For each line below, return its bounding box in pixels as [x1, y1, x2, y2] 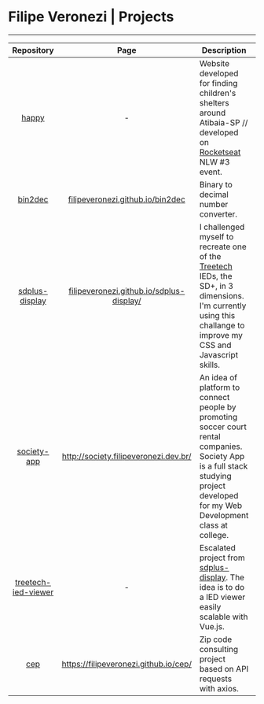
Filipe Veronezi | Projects [8, 8, 174, 26]
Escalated [199, 542, 236, 553]
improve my [199, 329, 244, 340]
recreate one [199, 241, 247, 252]
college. [199, 529, 229, 540]
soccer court [199, 421, 247, 432]
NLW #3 [199, 156, 230, 167]
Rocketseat [199, 146, 241, 157]
